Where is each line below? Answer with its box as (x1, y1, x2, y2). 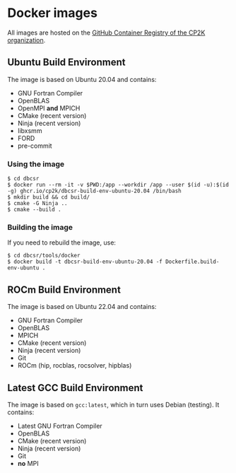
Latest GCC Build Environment (7, 382, 143, 394)
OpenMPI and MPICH (17, 104, 81, 112)
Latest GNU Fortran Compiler (17, 421, 102, 430)
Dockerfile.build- (165, 258, 220, 266)
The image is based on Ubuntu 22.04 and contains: (7, 303, 157, 311)
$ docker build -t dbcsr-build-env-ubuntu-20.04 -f (7, 258, 163, 266)
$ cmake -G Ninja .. (7, 200, 69, 207)
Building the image (7, 222, 73, 232)
